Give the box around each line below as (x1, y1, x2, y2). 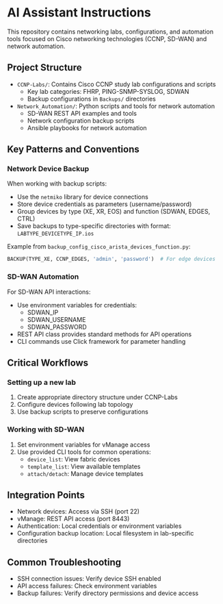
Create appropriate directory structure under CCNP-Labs (16, 393, 178, 401)
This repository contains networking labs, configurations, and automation (7, 27, 214, 36)
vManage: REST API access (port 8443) (16, 515, 130, 523)
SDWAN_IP (27, 308, 59, 316)
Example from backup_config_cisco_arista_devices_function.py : (7, 242, 191, 251)
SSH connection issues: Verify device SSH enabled (16, 575, 161, 583)
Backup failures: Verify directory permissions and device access (16, 589, 199, 597)
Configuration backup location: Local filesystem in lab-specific (16, 529, 194, 538)
